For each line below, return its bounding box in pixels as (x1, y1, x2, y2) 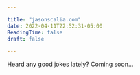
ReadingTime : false (7, 29, 63, 36)
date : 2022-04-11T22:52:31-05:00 (7, 22, 103, 30)
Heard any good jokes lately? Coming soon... (7, 60, 134, 69)
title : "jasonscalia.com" (7, 16, 81, 23)
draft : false (7, 35, 45, 42)
